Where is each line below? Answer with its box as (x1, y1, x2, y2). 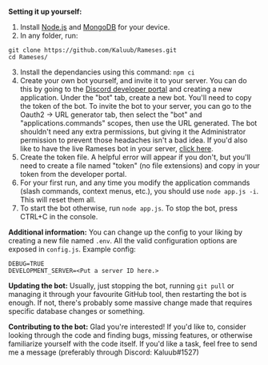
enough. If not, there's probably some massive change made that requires (8, 298, 253, 307)
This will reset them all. (19, 195, 96, 204)
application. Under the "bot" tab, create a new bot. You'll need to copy (19, 93, 252, 102)
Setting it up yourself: (8, 7, 82, 16)
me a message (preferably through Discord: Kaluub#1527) (8, 347, 200, 357)
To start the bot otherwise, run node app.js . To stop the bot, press (19, 203, 238, 213)
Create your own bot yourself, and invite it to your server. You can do (19, 76, 247, 85)
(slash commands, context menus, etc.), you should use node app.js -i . (19, 187, 259, 195)
